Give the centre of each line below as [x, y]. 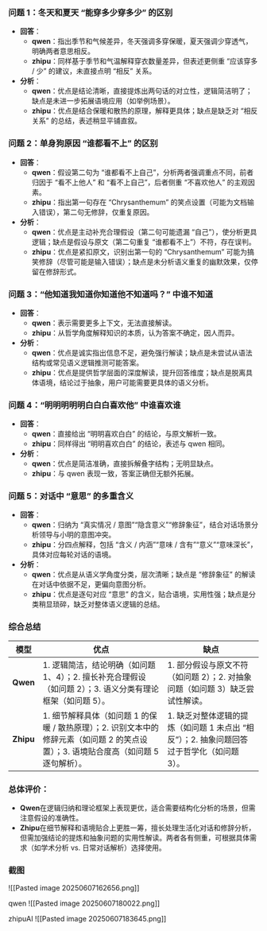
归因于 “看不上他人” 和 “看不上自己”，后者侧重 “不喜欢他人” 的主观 [140, 182]
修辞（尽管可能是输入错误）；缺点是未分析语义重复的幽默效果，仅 [145, 262]
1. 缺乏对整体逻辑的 [204, 716]
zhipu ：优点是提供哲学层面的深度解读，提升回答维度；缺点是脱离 [139, 372]
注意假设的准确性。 [51, 818]
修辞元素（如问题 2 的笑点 [91, 739]
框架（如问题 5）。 [76, 700]
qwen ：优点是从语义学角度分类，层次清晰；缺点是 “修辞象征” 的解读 [143, 575]
